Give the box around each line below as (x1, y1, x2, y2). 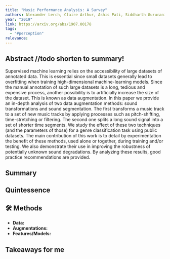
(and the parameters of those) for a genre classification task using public (5, 127, 157, 133)
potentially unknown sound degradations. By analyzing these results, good (5, 149, 161, 155)
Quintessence (5, 186, 51, 195)
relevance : (5, 36, 28, 41)
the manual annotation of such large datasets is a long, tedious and (5, 84, 145, 90)
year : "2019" (5, 17, 33, 22)
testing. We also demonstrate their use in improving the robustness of (5, 143, 151, 150)
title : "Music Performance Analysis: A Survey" (5, 7, 108, 13)
